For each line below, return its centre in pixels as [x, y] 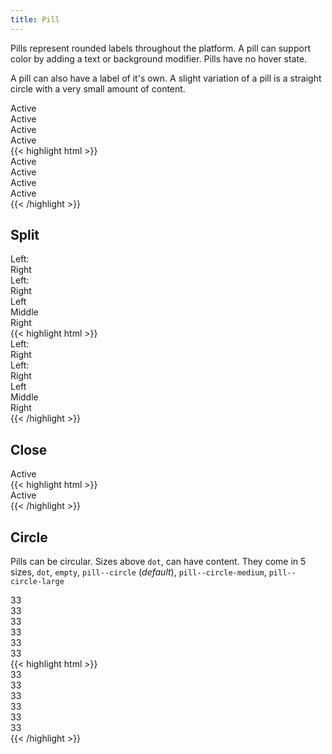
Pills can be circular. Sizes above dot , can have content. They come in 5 [158, 562]
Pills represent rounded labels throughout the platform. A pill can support [160, 48]
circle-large [37, 582]
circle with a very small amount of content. [98, 88]
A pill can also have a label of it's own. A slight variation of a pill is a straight [166, 78]
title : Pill [35, 19]
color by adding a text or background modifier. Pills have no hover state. [159, 58]
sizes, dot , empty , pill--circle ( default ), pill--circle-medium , [138, 572]
